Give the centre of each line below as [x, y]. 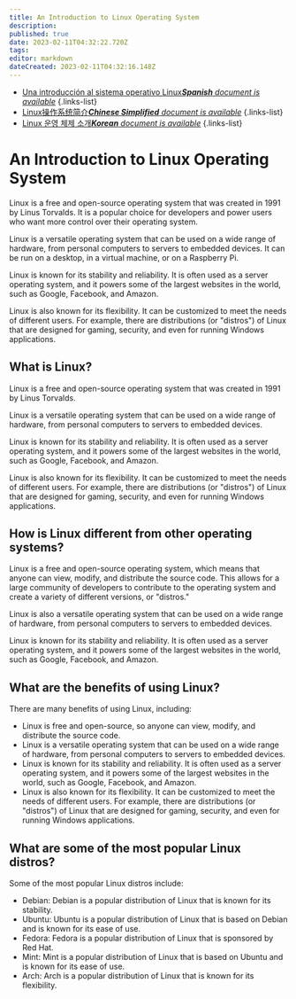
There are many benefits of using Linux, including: [101, 709]
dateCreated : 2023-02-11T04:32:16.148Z [83, 67]
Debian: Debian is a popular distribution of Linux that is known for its [146, 901]
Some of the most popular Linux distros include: [96, 884]
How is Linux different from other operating [131, 534]
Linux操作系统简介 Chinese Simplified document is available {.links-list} [152, 112]
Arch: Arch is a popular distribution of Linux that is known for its [138, 976]
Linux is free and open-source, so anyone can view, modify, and [139, 726]
